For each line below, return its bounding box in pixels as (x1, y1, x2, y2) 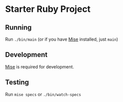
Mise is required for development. (5, 63, 74, 70)
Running (5, 23, 32, 32)
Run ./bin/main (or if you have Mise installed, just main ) (5, 36, 118, 42)
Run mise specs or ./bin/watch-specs (5, 91, 81, 97)
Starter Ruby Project (5, 3, 91, 15)
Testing (5, 78, 29, 87)
